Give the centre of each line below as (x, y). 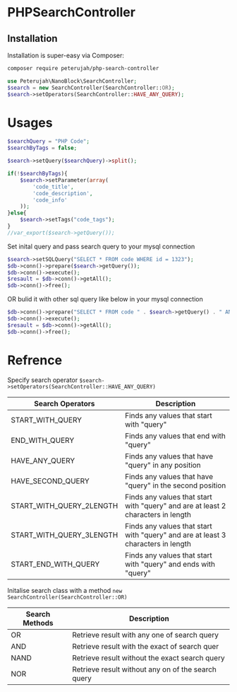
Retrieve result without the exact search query (148, 657)
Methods (38, 623)
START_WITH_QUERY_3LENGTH (65, 535)
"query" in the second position (175, 485)
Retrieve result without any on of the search (144, 669)
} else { (17, 213)
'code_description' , (63, 193)
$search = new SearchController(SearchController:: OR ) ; (91, 88)
